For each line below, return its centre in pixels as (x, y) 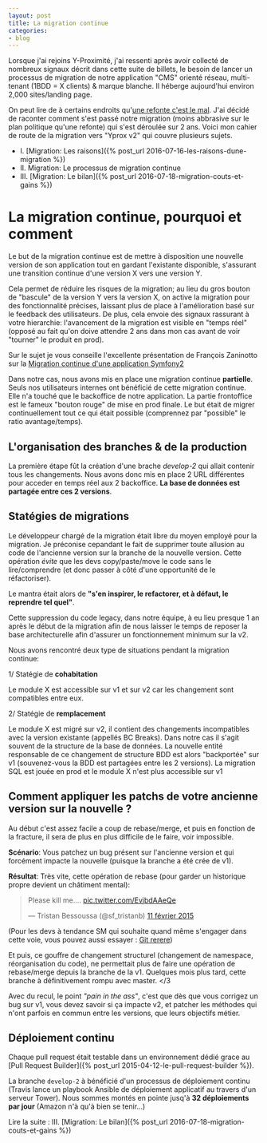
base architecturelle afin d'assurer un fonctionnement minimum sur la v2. (128, 634)
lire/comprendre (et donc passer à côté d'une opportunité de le (112, 570)
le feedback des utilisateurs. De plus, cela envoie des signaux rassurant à (129, 314)
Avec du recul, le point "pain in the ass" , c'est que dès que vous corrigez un (133, 996)
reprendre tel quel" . (41, 602)
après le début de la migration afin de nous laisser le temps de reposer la (128, 626)
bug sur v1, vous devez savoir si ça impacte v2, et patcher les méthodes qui (133, 1004)
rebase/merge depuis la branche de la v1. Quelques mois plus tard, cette (128, 972)
